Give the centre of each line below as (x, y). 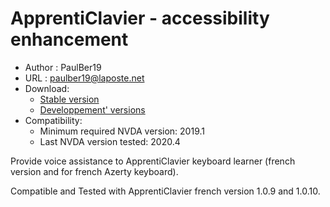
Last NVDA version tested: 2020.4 (110, 141)
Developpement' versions (92, 109)
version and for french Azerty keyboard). (94, 171)
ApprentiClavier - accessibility (140, 18)
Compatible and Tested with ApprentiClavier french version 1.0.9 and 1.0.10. (165, 191)
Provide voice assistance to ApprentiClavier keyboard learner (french (153, 161)
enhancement (69, 39)
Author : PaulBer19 (63, 67)
